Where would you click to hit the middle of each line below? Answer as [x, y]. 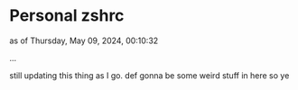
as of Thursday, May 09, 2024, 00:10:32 [84, 40]
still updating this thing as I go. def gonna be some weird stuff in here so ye [149, 75]
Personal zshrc [67, 16]
